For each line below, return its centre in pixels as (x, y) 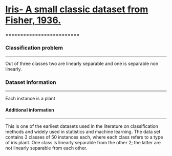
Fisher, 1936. (33, 20)
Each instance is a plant (30, 98)
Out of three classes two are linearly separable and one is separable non (82, 64)
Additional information (30, 110)
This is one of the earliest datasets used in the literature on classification (82, 126)
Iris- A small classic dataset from (77, 9)
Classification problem (34, 48)
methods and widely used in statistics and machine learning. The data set (83, 131)
